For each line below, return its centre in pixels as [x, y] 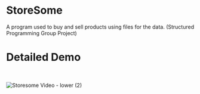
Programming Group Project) [42, 33]
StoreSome [34, 10]
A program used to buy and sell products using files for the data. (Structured [100, 27]
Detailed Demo [44, 57]
